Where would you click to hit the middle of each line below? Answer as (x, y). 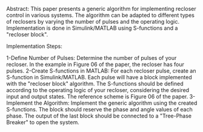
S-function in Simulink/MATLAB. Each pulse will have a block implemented (99, 77)
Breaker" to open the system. (43, 122)
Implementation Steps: (34, 46)
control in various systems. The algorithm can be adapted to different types (101, 15)
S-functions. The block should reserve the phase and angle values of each (99, 109)
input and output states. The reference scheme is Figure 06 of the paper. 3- (101, 97)
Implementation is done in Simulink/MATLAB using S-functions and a (92, 28)
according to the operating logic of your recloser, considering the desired (98, 90)
